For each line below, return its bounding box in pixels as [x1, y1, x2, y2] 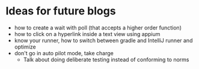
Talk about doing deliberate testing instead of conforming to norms [23, 56, 189, 63]
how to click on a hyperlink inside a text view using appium [14, 30, 161, 37]
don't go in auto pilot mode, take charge [14, 49, 114, 56]
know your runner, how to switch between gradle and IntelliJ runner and [14, 37, 193, 44]
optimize [14, 43, 37, 50]
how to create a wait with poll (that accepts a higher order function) [14, 24, 182, 31]
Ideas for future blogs [5, 4, 116, 18]
